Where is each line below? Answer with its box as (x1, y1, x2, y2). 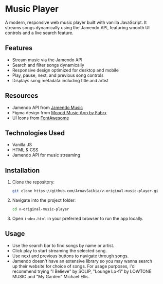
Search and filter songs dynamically (12, 62, 84, 68)
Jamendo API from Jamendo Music (12, 105, 83, 110)
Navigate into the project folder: (12, 197, 76, 203)
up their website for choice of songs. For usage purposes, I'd (12, 263, 135, 269)
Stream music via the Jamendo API (12, 57, 83, 63)
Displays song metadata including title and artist (12, 77, 109, 83)
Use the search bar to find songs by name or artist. (12, 242, 114, 248)
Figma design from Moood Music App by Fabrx (12, 109, 107, 115)
